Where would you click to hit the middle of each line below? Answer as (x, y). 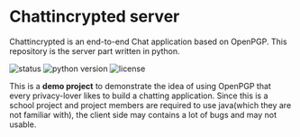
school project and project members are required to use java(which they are (150, 105)
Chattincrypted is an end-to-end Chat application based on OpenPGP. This (148, 41)
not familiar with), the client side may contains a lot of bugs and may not (143, 114)
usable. (23, 124)
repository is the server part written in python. (95, 50)
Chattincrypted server (95, 17)
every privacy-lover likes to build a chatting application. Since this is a (139, 96)
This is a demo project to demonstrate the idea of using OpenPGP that (141, 86)
